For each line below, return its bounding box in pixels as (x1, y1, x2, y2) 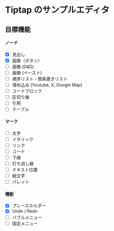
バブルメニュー (12, 214, 42, 220)
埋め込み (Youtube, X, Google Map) (12, 82, 82, 88)
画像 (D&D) (12, 64, 34, 70)
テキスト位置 (12, 166, 38, 173)
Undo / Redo (12, 208, 38, 214)
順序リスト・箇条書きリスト (12, 76, 68, 82)
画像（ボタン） (12, 57, 42, 63)
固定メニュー (12, 220, 38, 226)
